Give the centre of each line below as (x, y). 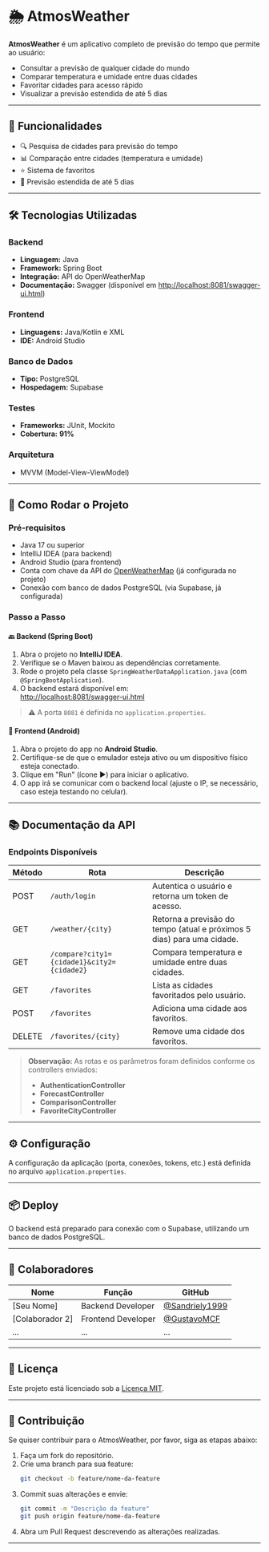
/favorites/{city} (85, 1037)
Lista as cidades (183, 985)
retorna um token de (190, 896)
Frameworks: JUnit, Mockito (67, 426)
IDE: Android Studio (52, 340)
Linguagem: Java (49, 260)
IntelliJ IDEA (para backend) (66, 554)
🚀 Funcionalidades (55, 126)
